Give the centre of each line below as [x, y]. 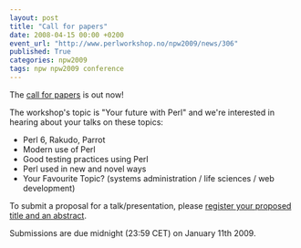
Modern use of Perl [59, 149]
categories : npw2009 [49, 60]
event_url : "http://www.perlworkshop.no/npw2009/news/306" [124, 43]
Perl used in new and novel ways [84, 169]
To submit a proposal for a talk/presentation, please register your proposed [150, 205]
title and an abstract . [48, 215]
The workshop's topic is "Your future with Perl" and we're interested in [142, 112]
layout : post [34, 18]
